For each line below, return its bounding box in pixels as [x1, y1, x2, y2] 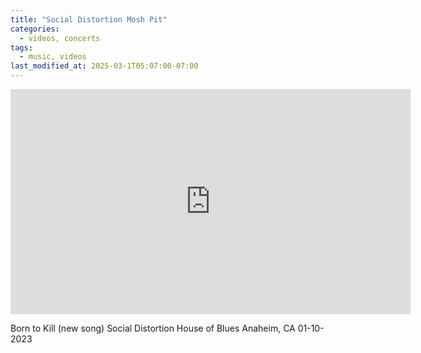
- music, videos [19, 52, 87, 62]
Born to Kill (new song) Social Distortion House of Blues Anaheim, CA [10, 322, 296, 334]
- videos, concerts [19, 33, 101, 43]
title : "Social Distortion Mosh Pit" [10, 14, 168, 25]
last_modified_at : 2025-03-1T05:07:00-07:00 [10, 61, 199, 71]
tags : [10, 42, 33, 53]
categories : [10, 24, 60, 34]
